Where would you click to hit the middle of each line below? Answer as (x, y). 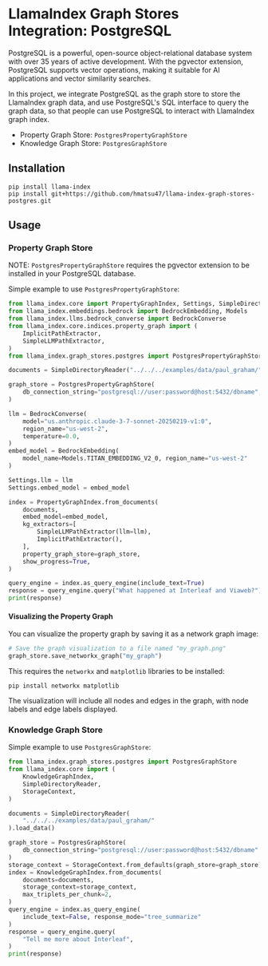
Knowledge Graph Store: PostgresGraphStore (93, 143)
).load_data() (32, 828)
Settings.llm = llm (41, 480)
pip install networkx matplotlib (64, 686)
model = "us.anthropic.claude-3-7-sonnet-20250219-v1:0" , (118, 421)
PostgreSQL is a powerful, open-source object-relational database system (130, 53)
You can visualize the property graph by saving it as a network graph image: (134, 634)
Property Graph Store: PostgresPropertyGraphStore (103, 135)
